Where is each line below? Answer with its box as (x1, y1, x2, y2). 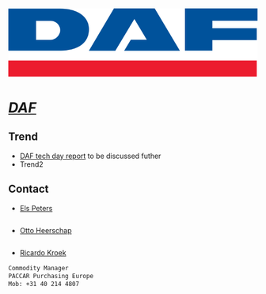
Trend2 (19, 159, 44, 169)
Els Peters (19, 203, 53, 213)
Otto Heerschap (19, 225, 72, 235)
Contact (8, 183, 49, 196)
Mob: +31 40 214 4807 (8, 280, 80, 288)
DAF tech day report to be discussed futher (19, 151, 161, 160)
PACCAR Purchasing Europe (8, 272, 93, 280)
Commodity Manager (8, 264, 69, 272)
